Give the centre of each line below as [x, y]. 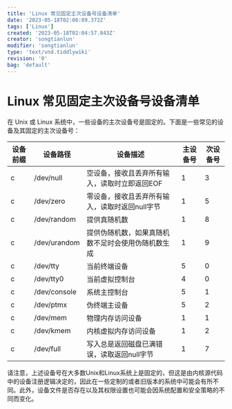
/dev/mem [51, 317]
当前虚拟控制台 [111, 279]
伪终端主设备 [108, 305]
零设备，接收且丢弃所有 [125, 196]
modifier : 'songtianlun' [43, 46]
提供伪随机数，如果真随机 [128, 232]
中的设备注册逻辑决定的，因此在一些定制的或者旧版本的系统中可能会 [104, 381]
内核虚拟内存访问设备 [122, 331]
